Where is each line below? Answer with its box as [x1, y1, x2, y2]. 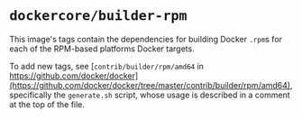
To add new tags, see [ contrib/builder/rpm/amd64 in [9, 60, 205, 71]
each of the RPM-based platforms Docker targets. [9, 43, 196, 54]
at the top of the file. [9, 98, 86, 110]
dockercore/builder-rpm [9, 7, 188, 24]
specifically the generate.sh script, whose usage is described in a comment [9, 89, 290, 100]
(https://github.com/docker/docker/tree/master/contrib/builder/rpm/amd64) [9, 79, 291, 90]
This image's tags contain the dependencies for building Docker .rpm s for [9, 33, 282, 44]
